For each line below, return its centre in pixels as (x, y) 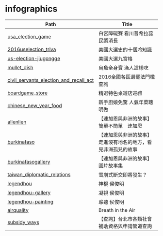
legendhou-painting (31, 202)
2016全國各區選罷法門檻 (127, 77)
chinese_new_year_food (35, 105)
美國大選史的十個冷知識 (125, 49)
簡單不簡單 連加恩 (121, 126)
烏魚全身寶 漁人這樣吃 (124, 68)
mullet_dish (20, 67)
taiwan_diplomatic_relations (39, 174)
